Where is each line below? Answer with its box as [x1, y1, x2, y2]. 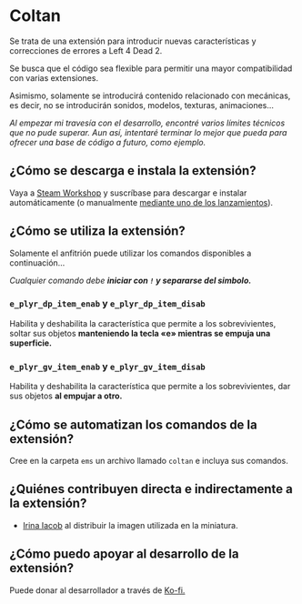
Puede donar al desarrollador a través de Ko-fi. [9, 584, 186, 596]
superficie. [9, 337, 53, 348]
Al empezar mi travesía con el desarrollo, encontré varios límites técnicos [9, 117, 286, 128]
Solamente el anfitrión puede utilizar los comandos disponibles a [9, 247, 252, 258]
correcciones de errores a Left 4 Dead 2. [9, 45, 163, 55]
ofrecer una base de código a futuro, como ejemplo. [9, 136, 206, 147]
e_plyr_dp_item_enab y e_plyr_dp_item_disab [9, 297, 206, 310]
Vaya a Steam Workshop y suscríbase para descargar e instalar [9, 187, 247, 198]
